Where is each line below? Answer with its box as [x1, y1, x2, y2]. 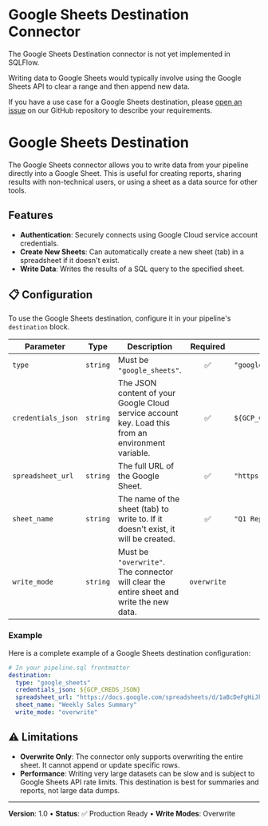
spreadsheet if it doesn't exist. [19, 255, 120, 265]
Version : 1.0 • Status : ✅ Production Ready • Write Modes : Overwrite [8, 808, 236, 818]
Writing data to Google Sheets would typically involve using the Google [8, 73, 242, 82]
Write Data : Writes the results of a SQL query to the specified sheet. [19, 264, 245, 273]
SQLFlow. [8, 58, 40, 67]
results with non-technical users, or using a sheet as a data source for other [8, 177, 258, 186]
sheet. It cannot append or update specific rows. [19, 760, 180, 769]
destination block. [8, 321, 70, 331]
